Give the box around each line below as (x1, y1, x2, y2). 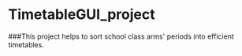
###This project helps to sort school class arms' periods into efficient (8, 32, 234, 41)
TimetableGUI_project (8, 6, 155, 24)
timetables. (8, 39, 45, 49)
